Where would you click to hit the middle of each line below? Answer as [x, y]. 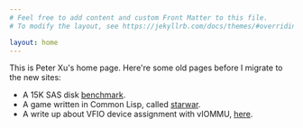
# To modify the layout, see [64, 26]
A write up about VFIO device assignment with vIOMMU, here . [138, 114]
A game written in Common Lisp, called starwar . [111, 105]
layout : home [34, 42]
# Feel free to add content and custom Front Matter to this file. [139, 18]
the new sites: [35, 78]
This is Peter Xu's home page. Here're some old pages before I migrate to [146, 68]
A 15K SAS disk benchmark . [74, 95]
